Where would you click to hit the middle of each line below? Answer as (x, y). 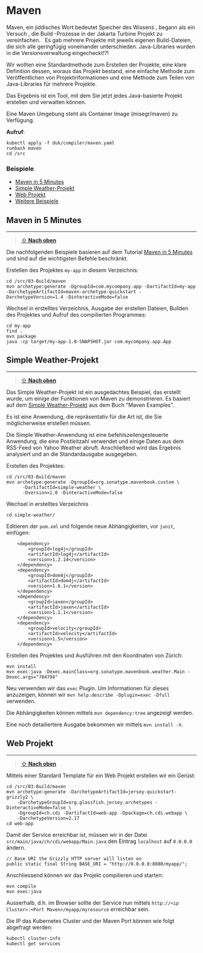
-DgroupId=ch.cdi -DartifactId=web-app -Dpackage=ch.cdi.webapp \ (102, 813)
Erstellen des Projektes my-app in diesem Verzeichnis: (72, 270)
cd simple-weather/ (31, 515)
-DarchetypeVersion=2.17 (48, 818)
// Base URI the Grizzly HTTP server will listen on (74, 859)
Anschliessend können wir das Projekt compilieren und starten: (85, 875)
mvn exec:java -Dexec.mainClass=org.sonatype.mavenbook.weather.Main (96, 671)
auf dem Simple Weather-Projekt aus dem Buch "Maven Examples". (90, 405)
